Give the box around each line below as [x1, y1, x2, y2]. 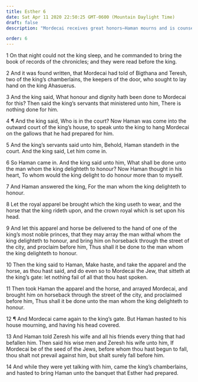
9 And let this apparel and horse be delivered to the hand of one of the [6, 225, 177, 232]
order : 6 [6, 36, 28, 42]
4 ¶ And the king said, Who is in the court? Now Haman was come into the [6, 117, 187, 124]
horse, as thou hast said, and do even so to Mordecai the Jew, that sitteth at [6, 268, 190, 275]
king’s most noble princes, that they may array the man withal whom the [6, 231, 181, 238]
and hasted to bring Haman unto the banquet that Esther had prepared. [6, 370, 179, 377]
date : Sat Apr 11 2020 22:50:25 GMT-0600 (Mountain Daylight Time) [6, 14, 176, 20]
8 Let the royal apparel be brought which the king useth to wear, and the [6, 201, 181, 208]
